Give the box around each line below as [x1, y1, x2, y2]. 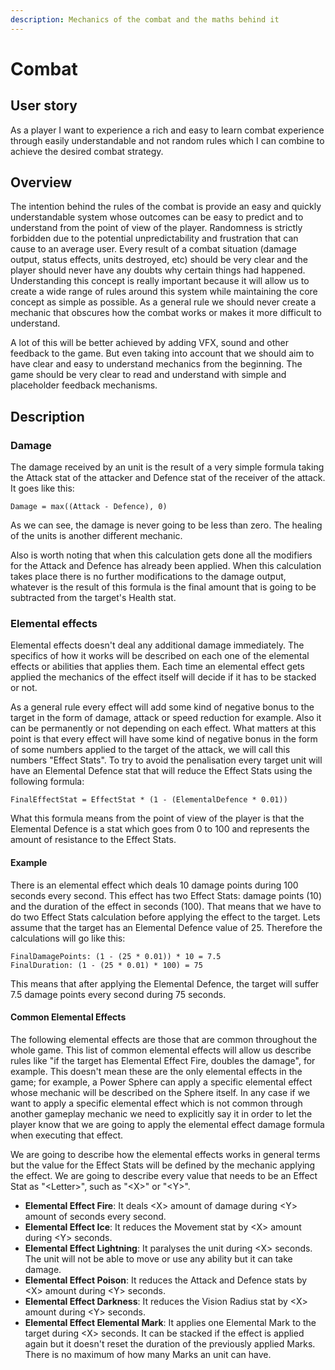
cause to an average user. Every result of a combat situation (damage [10, 243, 297, 255]
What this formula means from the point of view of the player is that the [10, 812, 305, 825]
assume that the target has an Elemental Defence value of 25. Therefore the [10, 921, 323, 933]
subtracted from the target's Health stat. [10, 592, 177, 604]
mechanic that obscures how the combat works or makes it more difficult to [10, 307, 322, 319]
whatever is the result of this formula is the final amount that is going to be [10, 581, 317, 593]
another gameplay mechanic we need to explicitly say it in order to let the [10, 1107, 313, 1120]
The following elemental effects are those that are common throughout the [10, 1033, 318, 1045]
